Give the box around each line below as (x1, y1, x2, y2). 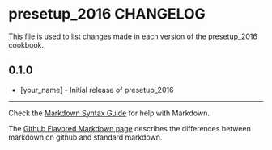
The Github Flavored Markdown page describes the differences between (8, 123, 251, 133)
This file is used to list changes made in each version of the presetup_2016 (8, 31, 257, 41)
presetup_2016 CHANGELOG (8, 5, 206, 23)
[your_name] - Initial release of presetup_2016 (19, 85, 174, 94)
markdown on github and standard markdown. (8, 132, 163, 142)
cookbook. (8, 40, 45, 49)
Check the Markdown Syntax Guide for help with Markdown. (8, 108, 210, 118)
